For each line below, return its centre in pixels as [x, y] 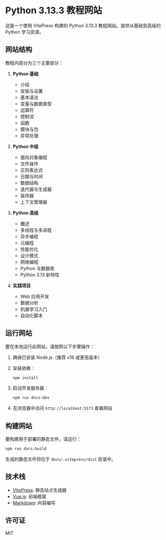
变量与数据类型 [36, 104]
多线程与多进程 [36, 230]
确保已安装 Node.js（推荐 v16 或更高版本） [58, 357]
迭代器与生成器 [36, 189]
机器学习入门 [34, 309]
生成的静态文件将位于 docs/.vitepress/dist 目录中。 [61, 459]
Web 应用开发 [35, 296]
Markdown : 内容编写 [34, 503]
